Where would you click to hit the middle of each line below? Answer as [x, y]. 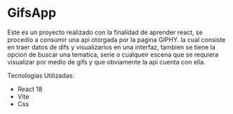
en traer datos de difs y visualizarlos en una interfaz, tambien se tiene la [111, 47]
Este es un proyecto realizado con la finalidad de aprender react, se [105, 32]
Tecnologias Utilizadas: [41, 76]
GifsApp [32, 13]
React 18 [30, 89]
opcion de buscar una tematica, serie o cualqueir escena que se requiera [113, 55]
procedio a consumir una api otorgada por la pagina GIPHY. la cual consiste [116, 39]
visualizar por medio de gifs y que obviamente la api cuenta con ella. [106, 62]
